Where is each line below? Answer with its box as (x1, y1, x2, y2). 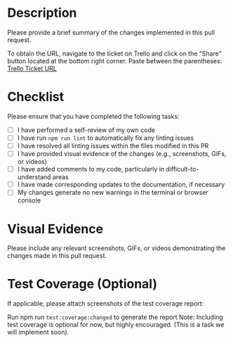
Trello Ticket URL (7, 64, 58, 72)
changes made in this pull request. (7, 252, 107, 260)
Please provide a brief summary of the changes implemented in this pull (7, 28, 215, 37)
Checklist (7, 89, 65, 105)
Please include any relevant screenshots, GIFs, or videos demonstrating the (7, 244, 226, 252)
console (17, 196, 41, 205)
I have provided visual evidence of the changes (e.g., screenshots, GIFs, (17, 150, 227, 158)
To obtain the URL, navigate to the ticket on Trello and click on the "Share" (7, 49, 222, 58)
